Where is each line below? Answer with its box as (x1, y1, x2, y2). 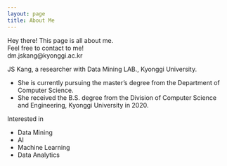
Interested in (7, 114, 44, 123)
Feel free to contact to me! (7, 44, 84, 52)
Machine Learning (17, 143, 70, 151)
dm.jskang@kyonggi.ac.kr (7, 51, 83, 60)
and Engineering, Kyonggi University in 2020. (17, 101, 149, 109)
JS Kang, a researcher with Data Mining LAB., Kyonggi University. (7, 65, 197, 73)
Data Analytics (17, 151, 60, 159)
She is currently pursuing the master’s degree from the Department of (17, 78, 220, 87)
